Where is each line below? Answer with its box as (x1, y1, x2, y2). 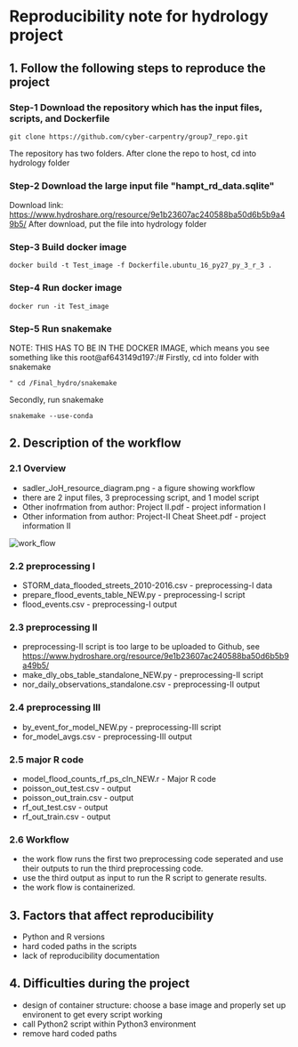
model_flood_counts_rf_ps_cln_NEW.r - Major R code (21, 773, 216, 784)
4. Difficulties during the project (9, 976, 190, 991)
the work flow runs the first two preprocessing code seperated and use (21, 854, 284, 865)
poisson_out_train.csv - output (21, 792, 134, 802)
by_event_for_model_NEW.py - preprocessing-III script (21, 721, 221, 732)
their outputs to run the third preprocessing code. (21, 863, 204, 874)
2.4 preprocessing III (9, 701, 101, 713)
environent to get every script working (21, 1009, 163, 1019)
